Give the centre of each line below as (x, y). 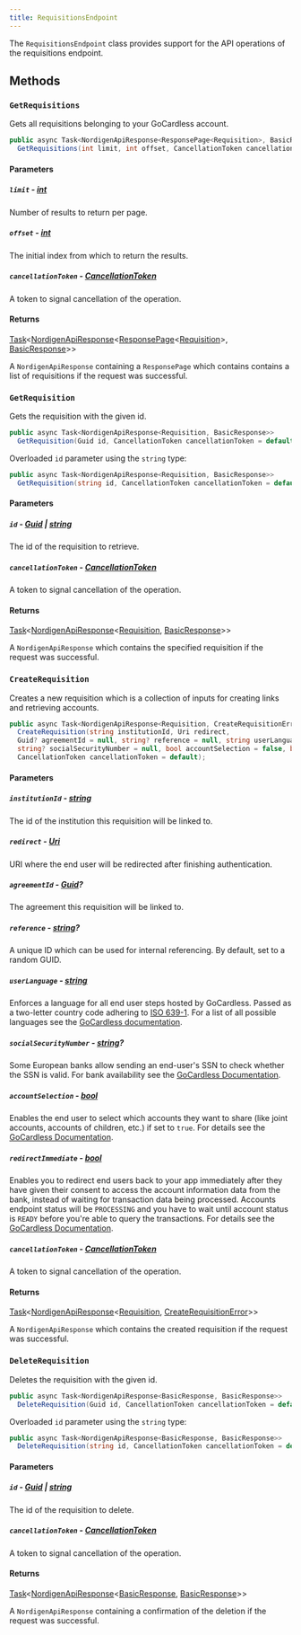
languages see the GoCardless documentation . (96, 1022)
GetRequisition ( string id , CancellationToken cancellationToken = (144, 483)
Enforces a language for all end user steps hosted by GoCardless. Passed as (150, 1003)
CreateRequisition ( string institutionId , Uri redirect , (124, 732)
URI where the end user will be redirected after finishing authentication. (141, 864)
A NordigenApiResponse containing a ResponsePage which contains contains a (149, 366)
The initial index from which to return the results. (99, 255)
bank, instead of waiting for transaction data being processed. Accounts (142, 1199)
